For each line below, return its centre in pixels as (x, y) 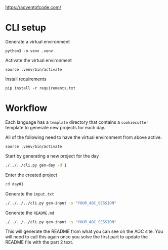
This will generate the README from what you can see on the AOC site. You (84, 231)
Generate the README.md (30, 213)
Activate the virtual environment (39, 60)
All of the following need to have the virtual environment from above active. (83, 137)
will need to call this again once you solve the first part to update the (77, 237)
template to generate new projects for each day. (55, 127)
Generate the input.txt (30, 193)
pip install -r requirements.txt (40, 88)
